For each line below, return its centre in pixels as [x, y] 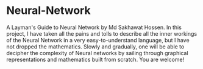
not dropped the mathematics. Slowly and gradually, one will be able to [95, 47]
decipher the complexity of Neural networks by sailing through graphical [97, 53]
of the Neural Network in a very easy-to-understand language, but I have [98, 40]
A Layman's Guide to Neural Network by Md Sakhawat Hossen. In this [94, 27]
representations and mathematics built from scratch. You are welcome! [95, 59]
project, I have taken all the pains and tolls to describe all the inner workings [101, 33]
